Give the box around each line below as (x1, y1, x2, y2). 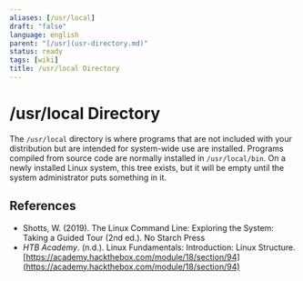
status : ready (9, 47, 64, 56)
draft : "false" (9, 22, 67, 31)
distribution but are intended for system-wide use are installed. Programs (9, 143, 284, 154)
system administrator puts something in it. (9, 172, 167, 183)
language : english (9, 30, 79, 39)
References (9, 198, 76, 214)
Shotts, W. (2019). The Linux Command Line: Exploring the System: (22, 222, 275, 233)
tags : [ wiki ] (9, 55, 59, 65)
